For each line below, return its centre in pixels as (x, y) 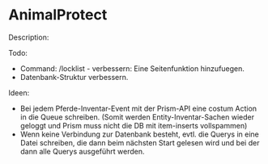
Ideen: (19, 93)
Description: (29, 37)
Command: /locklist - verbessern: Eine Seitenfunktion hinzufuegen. (132, 68)
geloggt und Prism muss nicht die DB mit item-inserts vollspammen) (134, 125)
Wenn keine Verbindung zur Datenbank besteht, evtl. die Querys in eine (139, 134)
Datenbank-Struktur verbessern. (74, 77)
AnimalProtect (58, 15)
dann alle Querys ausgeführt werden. (82, 151)
